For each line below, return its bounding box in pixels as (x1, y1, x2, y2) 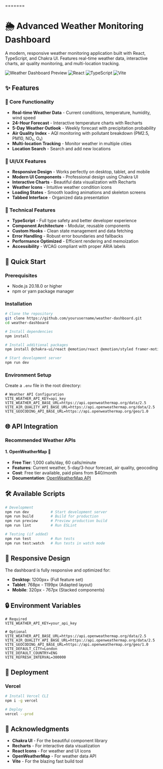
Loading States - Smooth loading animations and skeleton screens (12, 189, 146, 195)
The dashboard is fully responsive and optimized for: (5, 567, 111, 573)
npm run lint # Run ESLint (5, 523, 77, 528)
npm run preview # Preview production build (5, 519, 108, 524)
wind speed (12, 115, 36, 120)
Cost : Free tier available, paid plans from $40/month (12, 470, 117, 475)
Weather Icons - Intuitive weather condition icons (12, 184, 112, 190)
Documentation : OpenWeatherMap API (12, 475, 91, 481)
